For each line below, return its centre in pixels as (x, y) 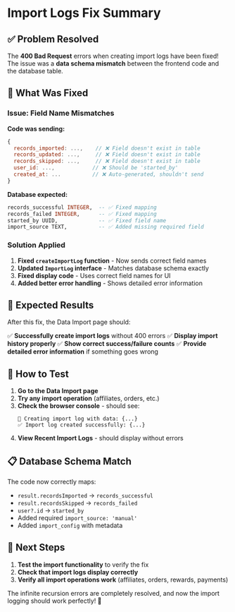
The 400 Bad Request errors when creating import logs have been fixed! (113, 56)
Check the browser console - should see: (78, 406)
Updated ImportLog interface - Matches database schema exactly (113, 268)
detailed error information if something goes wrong (83, 352)
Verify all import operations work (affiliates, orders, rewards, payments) (123, 580)
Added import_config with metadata (70, 526)
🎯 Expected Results (51, 305)
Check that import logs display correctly (78, 572)
